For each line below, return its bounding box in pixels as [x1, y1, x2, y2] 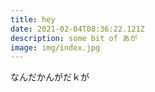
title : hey [10, 14, 56, 25]
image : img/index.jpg [10, 42, 101, 53]
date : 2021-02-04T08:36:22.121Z [10, 24, 145, 34]
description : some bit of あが [10, 33, 138, 43]
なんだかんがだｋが [10, 71, 90, 83]
